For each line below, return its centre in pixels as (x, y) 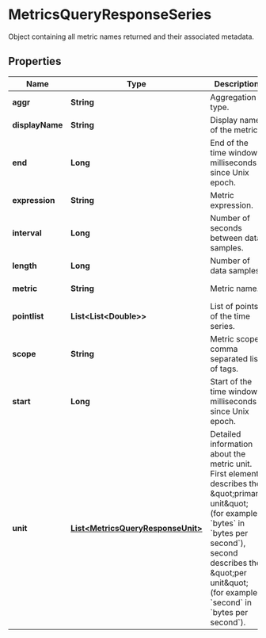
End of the (229, 143)
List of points (234, 306)
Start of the (231, 381)
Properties (35, 61)
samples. (226, 247)
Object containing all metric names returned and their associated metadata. (131, 36)
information (231, 444)
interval (27, 233)
